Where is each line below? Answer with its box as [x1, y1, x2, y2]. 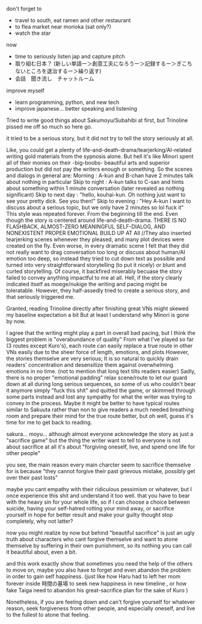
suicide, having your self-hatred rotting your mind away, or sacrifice [6, 505, 174, 512]
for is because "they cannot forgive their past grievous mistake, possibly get [6, 468, 195, 474]
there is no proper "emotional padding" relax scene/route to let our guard [6, 374, 188, 381]
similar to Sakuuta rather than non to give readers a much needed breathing [6, 406, 194, 413]
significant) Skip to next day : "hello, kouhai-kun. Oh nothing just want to [6, 191, 186, 198]
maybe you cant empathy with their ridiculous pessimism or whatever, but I [6, 486, 192, 492]
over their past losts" [6, 474, 58, 481]
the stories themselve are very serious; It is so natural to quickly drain [6, 355, 179, 362]
